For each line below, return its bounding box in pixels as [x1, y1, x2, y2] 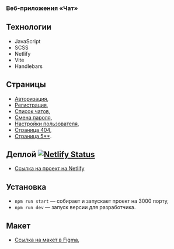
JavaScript [14, 37, 41, 45]
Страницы [6, 80, 46, 90]
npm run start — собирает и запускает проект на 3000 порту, [14, 197, 169, 204]
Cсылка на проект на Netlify [14, 165, 85, 172]
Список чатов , [14, 107, 51, 115]
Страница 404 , [14, 126, 52, 133]
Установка [6, 182, 47, 192]
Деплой [6, 149, 37, 159]
